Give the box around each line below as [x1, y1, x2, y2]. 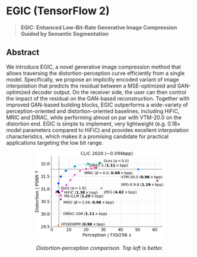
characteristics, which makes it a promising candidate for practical [6, 133, 169, 140]
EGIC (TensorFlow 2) [6, 4, 110, 18]
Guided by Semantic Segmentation [20, 30, 109, 37]
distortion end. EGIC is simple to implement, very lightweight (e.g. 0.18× [6, 120, 181, 127]
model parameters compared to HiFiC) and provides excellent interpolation [6, 126, 189, 133]
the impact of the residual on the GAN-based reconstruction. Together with [6, 95, 190, 102]
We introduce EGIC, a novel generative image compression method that [6, 63, 181, 70]
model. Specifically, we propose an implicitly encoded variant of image [6, 76, 179, 83]
